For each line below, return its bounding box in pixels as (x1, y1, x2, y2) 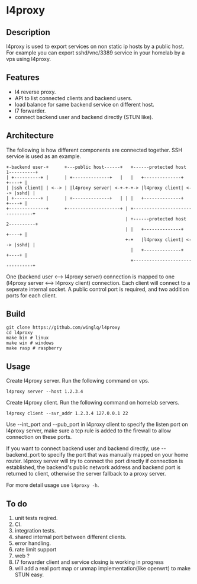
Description (6, 27, 50, 37)
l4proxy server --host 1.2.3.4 (6, 389, 83, 394)
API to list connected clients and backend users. (14, 94, 133, 101)
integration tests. (14, 527, 56, 534)
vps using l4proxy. (6, 56, 51, 62)
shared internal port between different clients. (14, 534, 127, 541)
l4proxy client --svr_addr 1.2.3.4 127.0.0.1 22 (6, 410, 128, 416)
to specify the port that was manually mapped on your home (41, 451, 189, 458)
